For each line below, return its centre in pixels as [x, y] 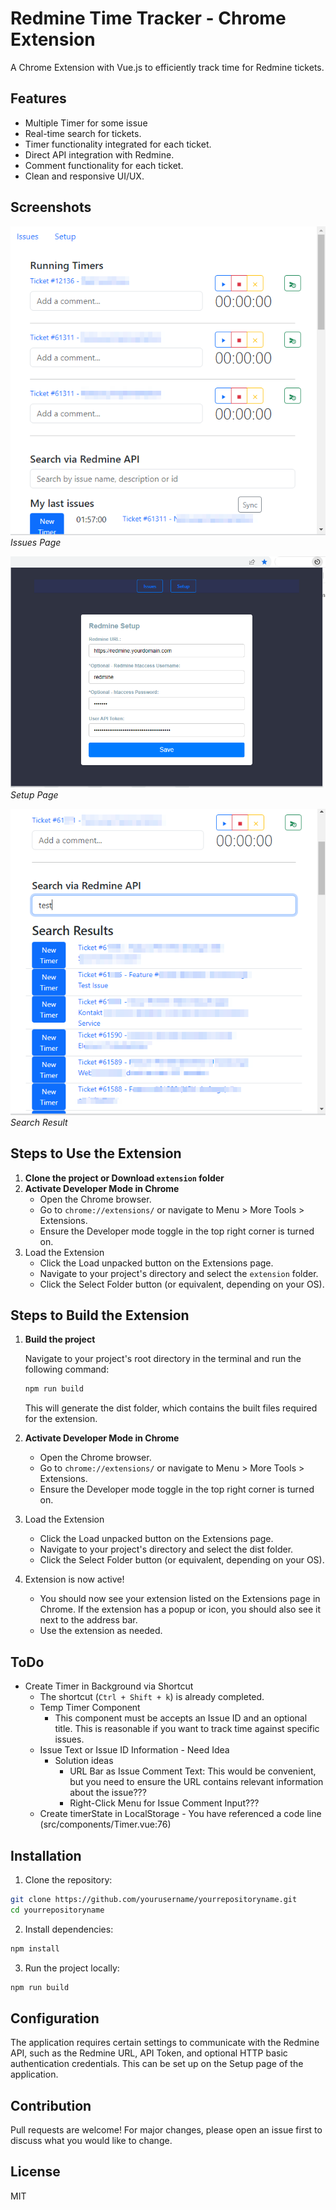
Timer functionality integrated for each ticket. [118, 144]
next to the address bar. [88, 1620]
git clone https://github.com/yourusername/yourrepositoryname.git [154, 1899]
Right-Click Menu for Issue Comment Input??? [164, 1803]
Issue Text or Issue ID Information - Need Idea [134, 1750]
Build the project [60, 1339]
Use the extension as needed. [101, 1631]
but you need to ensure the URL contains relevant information [196, 1782]
